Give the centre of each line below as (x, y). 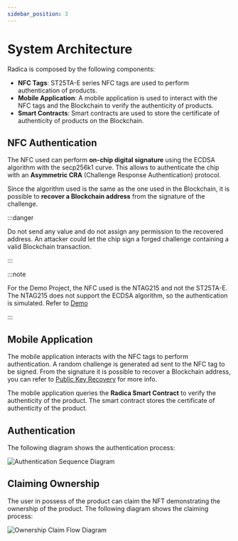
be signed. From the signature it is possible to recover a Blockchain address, (119, 372)
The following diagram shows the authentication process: (91, 448)
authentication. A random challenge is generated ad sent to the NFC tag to (116, 364)
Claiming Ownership (54, 484)
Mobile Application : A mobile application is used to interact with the (118, 98)
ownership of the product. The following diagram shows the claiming (108, 508)
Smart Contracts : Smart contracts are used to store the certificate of (119, 113)
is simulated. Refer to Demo (48, 303)
